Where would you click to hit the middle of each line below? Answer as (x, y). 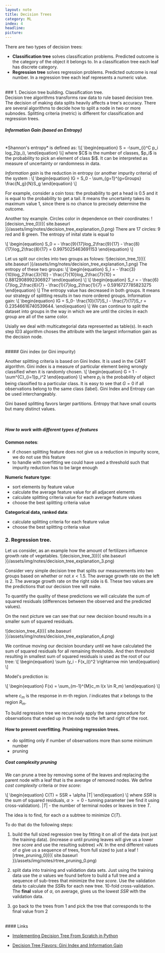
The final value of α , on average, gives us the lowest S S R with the (79, 891)
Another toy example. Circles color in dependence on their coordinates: (78, 218)
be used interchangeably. (31, 394)
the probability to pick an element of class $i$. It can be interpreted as (76, 158)
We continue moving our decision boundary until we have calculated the (78, 646)
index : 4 (14, 24)
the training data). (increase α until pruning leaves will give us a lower (83, 839)
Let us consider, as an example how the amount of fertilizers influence (76, 551)
